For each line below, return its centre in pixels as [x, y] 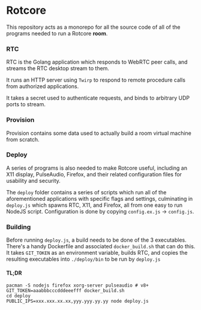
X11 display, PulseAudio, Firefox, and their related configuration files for [94, 174]
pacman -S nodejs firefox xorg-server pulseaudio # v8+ [77, 285]
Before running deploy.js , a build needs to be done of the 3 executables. [97, 240]
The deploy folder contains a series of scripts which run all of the [86, 192]
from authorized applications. [43, 86]
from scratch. [23, 139]
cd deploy [19, 296]
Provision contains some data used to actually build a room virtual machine [99, 133]
